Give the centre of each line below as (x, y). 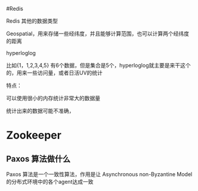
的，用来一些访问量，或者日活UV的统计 (55, 73)
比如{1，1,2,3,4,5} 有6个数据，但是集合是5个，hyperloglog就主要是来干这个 (98, 65)
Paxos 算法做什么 (38, 158)
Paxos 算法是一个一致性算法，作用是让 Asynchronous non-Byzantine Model (99, 174)
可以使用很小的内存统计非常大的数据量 (53, 98)
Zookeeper (34, 135)
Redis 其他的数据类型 (32, 21)
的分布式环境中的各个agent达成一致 (50, 182)
